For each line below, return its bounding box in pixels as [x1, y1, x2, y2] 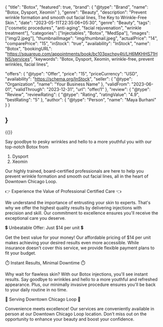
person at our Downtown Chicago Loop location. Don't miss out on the [5, 311, 147, 317]
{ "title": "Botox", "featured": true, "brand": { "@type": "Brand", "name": [5, 4, 148, 10]
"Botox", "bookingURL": [5, 46, 53, 51]
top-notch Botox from [5, 144, 49, 150]
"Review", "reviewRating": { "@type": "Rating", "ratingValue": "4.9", [5, 92, 140, 97]
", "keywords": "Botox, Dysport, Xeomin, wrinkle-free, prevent [29, 56, 154, 62]
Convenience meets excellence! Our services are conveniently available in [5, 305, 155, 311]
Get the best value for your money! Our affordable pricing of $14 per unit [5, 234, 151, 240]
